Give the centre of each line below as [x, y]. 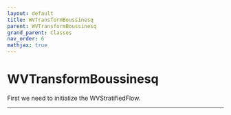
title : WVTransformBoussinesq [51, 20]
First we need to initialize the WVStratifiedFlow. [74, 98]
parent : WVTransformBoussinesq [52, 26]
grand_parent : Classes [40, 33]
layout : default [30, 13]
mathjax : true [27, 45]
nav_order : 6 [26, 39]
